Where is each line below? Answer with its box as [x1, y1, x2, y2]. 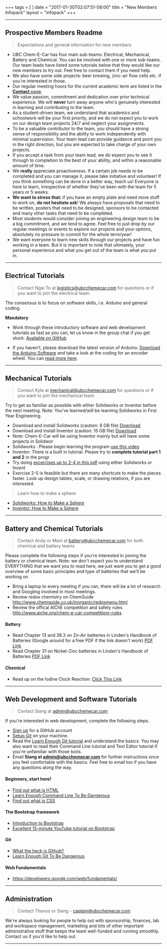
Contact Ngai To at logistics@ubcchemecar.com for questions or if [17, 285, 154, 291]
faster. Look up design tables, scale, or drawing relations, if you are [12, 475, 151, 481]
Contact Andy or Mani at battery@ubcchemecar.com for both [17, 538, 143, 544]
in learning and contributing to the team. [12, 104, 95, 110]
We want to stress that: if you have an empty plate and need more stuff [12, 194, 160, 200]
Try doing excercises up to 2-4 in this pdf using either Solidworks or [12, 460, 153, 466]
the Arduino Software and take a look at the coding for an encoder [12, 350, 148, 356]
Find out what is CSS [12, 798, 56, 804]
